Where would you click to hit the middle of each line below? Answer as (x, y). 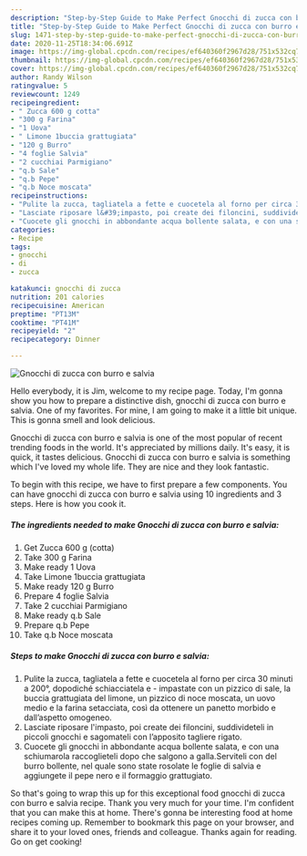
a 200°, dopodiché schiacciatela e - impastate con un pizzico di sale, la (157, 688)
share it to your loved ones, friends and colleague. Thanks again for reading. (153, 831)
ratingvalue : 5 (39, 86)
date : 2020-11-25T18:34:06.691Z (72, 43)
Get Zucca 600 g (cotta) (69, 547)
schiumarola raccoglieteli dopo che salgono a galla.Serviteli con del (150, 756)
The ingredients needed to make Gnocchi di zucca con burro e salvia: (145, 524)
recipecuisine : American (57, 305)
